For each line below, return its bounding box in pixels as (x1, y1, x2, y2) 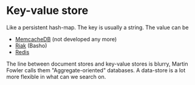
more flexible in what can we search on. (6, 73, 106, 80)
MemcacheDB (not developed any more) (15, 35, 117, 42)
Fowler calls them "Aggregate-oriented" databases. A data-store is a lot (6, 66, 186, 73)
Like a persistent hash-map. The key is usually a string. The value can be (6, 24, 189, 31)
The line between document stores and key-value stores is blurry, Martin (6, 60, 188, 67)
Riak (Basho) (15, 42, 47, 49)
